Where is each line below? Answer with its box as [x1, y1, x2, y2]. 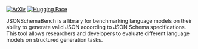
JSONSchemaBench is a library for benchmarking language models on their [6, 17, 193, 24]
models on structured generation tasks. [6, 36, 103, 43]
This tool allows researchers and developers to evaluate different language [6, 30, 190, 37]
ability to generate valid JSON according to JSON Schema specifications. [6, 24, 187, 30]
